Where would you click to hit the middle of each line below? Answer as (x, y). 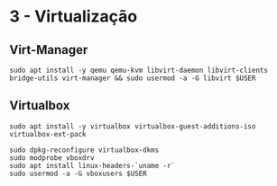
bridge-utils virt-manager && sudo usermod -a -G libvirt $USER (133, 78)
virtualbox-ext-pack (48, 134)
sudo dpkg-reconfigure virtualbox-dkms (84, 150)
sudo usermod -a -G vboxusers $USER (78, 173)
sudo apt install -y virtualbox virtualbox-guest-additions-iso (133, 126)
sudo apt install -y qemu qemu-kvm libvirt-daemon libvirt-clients (139, 70)
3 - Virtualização (74, 17)
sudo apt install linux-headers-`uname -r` (92, 165)
